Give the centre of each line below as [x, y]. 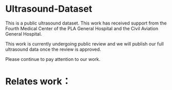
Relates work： [38, 82]
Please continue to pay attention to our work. [53, 59]
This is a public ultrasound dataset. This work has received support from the [86, 23]
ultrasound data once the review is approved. [53, 49]
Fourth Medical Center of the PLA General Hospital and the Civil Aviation [82, 28]
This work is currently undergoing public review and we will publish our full [85, 43]
